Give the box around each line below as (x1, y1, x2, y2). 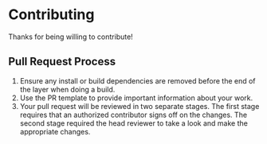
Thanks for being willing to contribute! (8, 32, 133, 41)
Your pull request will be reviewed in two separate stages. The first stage (19, 101, 260, 111)
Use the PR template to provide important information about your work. (19, 93, 253, 103)
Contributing (8, 6, 95, 24)
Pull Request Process (8, 55, 116, 68)
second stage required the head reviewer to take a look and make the (19, 118, 249, 128)
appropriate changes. (19, 126, 91, 136)
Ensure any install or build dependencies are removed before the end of (19, 76, 257, 85)
